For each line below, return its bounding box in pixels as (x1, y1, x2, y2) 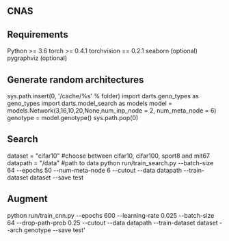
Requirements (7, 29, 68, 40)
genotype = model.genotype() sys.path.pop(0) (7, 114, 139, 122)
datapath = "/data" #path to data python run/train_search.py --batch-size (7, 158, 214, 167)
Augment (7, 193, 48, 205)
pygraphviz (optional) (7, 54, 68, 62)
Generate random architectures (7, 74, 144, 85)
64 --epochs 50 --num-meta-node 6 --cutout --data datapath (7, 166, 183, 174)
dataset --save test (29, 173, 84, 182)
